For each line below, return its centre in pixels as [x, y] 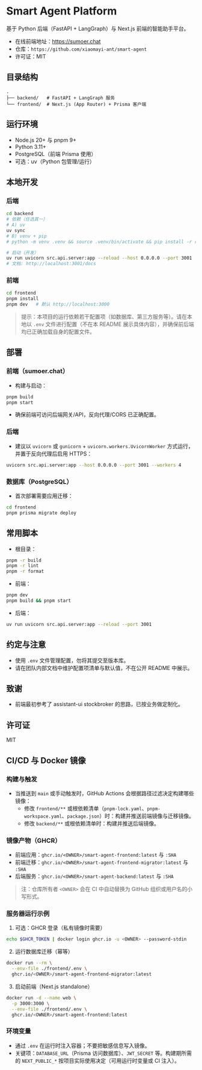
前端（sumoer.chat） [38, 371]
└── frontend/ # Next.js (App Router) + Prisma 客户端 [76, 104]
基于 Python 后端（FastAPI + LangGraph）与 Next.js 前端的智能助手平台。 [98, 28]
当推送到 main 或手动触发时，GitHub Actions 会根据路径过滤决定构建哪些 [104, 793]
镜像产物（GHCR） [34, 840]
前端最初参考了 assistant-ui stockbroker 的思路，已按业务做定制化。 [99, 704]
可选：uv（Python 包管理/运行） [55, 161]
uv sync [16, 230]
